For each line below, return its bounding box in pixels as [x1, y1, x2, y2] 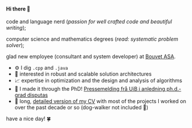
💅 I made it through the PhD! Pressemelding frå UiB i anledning [14, 86, 165, 93]
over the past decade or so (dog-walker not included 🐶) [14, 104, 149, 111]
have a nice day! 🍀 [6, 115, 51, 122]
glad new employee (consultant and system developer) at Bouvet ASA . [6, 53, 176, 60]
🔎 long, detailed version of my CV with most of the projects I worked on [14, 98, 187, 105]
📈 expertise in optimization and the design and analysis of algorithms [14, 77, 183, 84]
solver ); [6, 42, 25, 49]
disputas [27, 91, 48, 99]
